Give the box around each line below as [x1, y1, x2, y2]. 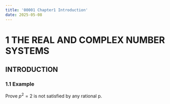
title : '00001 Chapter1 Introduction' [5, 7, 88, 13]
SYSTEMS [5, 45, 50, 57]
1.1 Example [5, 81, 35, 87]
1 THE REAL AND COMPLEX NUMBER [5, 34, 165, 46]
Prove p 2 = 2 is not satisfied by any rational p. [5, 92, 102, 99]
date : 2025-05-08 [5, 12, 42, 17]
